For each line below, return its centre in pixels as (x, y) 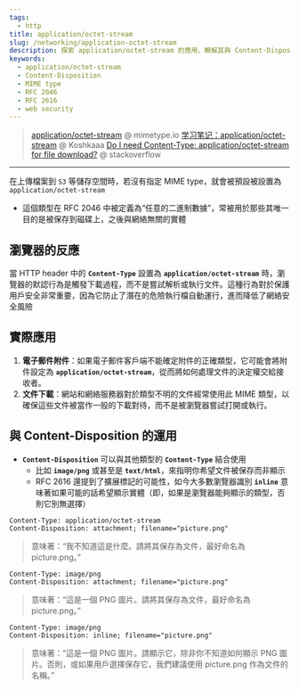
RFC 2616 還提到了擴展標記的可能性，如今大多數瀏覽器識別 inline (157, 481)
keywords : (28, 59)
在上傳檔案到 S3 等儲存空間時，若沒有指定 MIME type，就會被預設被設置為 (145, 181)
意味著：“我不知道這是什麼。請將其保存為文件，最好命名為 (138, 545)
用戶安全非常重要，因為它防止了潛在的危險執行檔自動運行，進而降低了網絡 (145, 296)
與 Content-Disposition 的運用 (93, 436)
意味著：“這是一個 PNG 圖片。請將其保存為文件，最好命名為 (141, 599)
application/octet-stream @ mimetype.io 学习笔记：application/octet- (158, 135)
